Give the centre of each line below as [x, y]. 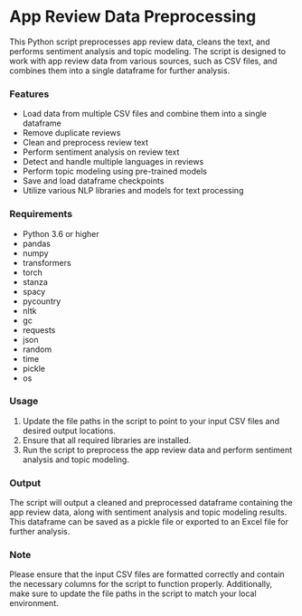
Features [29, 94]
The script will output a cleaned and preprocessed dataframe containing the [151, 503]
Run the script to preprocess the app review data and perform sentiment [157, 450]
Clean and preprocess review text [85, 143]
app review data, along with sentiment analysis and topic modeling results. [148, 512]
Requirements [41, 214]
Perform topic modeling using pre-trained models [115, 171]
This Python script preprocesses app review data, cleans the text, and [140, 42]
